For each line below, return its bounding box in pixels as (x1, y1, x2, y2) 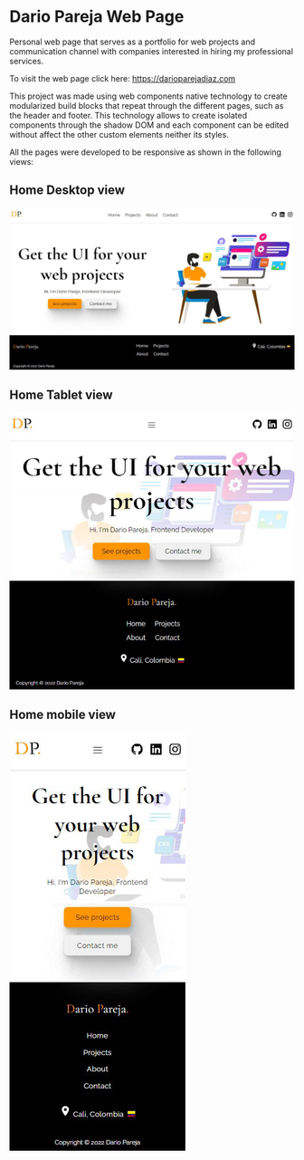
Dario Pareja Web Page (9, 6, 185, 27)
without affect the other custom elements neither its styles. (9, 129, 229, 139)
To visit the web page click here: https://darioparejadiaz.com (9, 72, 236, 83)
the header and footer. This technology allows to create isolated (9, 110, 247, 120)
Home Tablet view (9, 388, 113, 403)
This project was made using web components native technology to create (9, 91, 288, 101)
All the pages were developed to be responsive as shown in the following (9, 147, 282, 158)
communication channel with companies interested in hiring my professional (9, 45, 294, 56)
